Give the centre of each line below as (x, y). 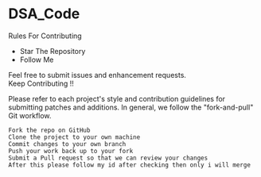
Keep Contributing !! (41, 83)
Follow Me (37, 60)
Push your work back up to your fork (71, 151)
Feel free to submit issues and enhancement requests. (97, 75)
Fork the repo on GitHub (49, 130)
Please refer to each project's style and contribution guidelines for (117, 98)
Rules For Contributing (45, 36)
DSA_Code (44, 14)
